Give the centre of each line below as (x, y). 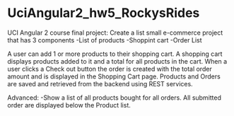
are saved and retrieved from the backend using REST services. (100, 83)
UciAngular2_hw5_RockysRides (104, 13)
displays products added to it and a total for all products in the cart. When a (117, 61)
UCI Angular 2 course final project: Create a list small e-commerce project (115, 33)
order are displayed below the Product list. (69, 105)
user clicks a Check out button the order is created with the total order (110, 69)
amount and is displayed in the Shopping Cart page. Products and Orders (114, 76)
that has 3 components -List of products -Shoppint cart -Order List (105, 40)
